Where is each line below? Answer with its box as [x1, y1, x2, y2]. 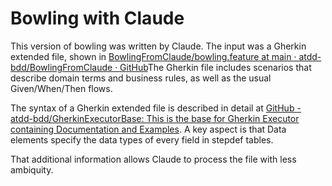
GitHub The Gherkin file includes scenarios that [119, 61, 312, 73]
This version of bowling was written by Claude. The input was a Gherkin [10, 40, 307, 52]
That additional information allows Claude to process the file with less [10, 153, 297, 165]
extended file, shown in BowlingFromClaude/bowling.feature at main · [10, 50, 297, 62]
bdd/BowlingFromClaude [10, 61, 113, 73]
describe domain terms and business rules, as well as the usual [10, 72, 272, 84]
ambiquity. [10, 163, 54, 176]
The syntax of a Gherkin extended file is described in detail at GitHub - [10, 102, 302, 114]
